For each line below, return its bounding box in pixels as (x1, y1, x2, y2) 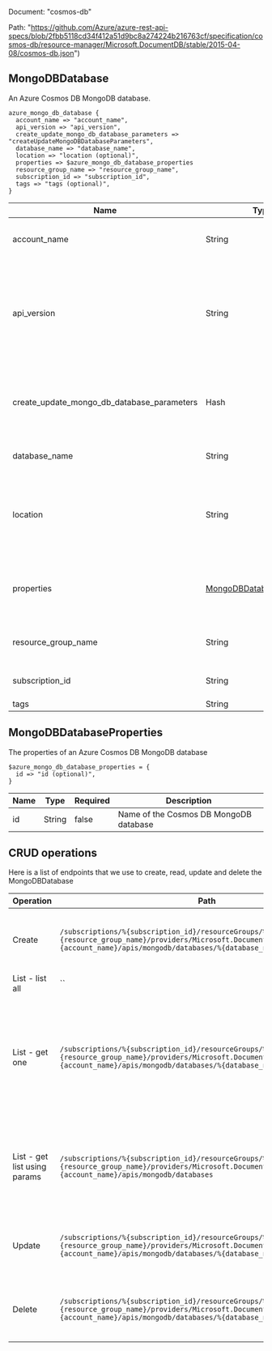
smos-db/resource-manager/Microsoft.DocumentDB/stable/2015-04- (8, 40, 240, 49)
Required (74, 795, 111, 806)
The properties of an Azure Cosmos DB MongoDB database (8, 747, 208, 756)
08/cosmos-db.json (8, 49, 74, 58)
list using (12, 1161, 47, 1173)
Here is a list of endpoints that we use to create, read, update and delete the (8, 867, 262, 877)
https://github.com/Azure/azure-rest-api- (31, 23, 168, 32)
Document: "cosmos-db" (8, 7, 92, 16)
